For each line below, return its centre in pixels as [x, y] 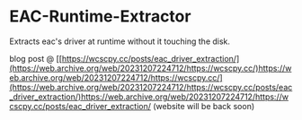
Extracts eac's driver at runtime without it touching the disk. [120, 41]
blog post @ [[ [36, 58]
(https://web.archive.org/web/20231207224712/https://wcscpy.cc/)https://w [151, 68]
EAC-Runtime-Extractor [100, 17]
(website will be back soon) [204, 106]
